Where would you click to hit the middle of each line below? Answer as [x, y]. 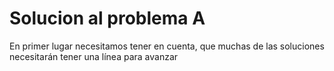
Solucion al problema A [107, 18]
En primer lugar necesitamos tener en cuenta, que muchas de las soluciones [167, 46]
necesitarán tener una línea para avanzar [94, 56]
